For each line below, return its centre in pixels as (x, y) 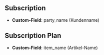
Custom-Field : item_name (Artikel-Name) (55, 48)
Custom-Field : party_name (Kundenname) (55, 20)
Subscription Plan (33, 36)
